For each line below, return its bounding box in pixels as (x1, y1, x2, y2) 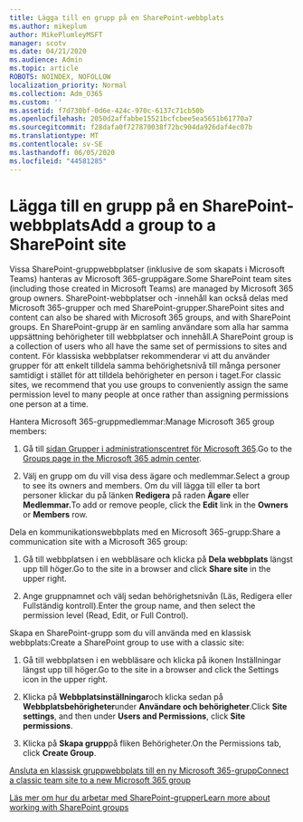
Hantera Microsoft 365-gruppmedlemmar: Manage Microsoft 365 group (9, 416, 275, 427)
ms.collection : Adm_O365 (9, 89, 103, 98)
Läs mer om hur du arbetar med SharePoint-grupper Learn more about (9, 792, 270, 803)
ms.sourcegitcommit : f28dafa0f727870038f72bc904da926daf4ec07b (9, 123, 253, 132)
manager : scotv (9, 38, 67, 48)
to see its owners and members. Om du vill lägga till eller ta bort (22, 480, 260, 491)
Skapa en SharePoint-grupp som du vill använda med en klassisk (9, 627, 251, 639)
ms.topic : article (9, 64, 79, 73)
